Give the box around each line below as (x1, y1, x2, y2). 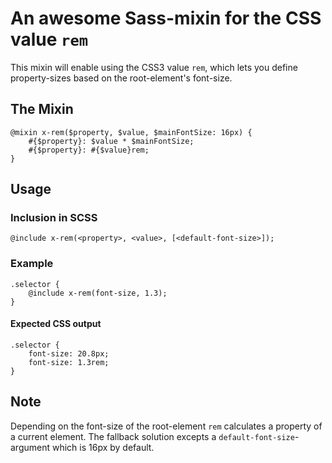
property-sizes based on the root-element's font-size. (10, 72, 233, 84)
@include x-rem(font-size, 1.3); (28, 288, 168, 298)
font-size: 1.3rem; (28, 357, 110, 367)
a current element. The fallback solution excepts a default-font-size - (10, 430, 300, 442)
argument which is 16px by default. (10, 441, 155, 453)
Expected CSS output (10, 318, 102, 330)
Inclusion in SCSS (10, 211, 98, 225)
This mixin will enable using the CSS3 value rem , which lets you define (10, 61, 298, 73)
